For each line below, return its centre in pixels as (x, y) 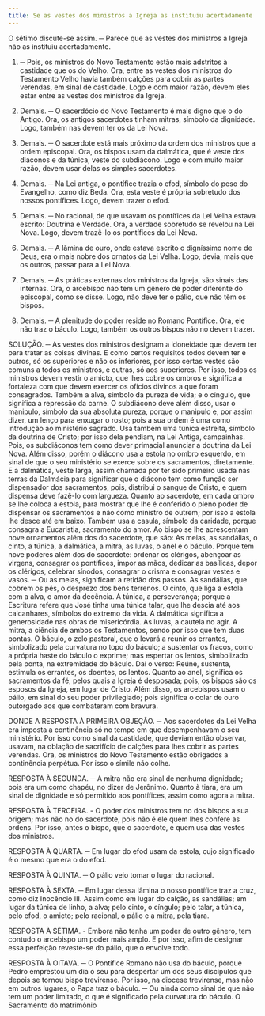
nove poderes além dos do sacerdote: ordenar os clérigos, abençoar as (125, 554)
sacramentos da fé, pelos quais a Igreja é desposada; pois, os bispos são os (132, 680)
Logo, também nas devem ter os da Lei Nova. (94, 127)
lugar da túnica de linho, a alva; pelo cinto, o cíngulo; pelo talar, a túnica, (126, 907)
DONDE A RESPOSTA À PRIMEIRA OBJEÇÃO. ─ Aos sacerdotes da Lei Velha (132, 721)
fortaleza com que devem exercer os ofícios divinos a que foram (114, 386)
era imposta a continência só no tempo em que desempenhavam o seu (124, 730)
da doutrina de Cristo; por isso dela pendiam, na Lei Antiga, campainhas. (127, 437)
